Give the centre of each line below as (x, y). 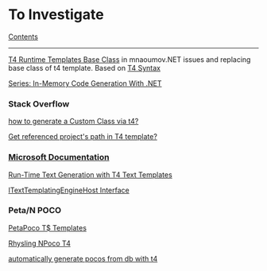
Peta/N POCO (35, 211)
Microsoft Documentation (59, 157)
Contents (23, 37)
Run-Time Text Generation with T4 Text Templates (90, 174)
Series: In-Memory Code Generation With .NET (85, 83)
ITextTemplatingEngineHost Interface (69, 190)
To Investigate (56, 15)
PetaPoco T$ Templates (48, 227)
